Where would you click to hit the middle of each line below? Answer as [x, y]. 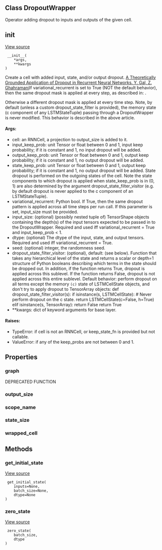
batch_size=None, [31, 491]
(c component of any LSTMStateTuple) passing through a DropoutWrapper [79, 112]
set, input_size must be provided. [45, 212]
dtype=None [25, 495]
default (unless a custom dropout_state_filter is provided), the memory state [81, 107]
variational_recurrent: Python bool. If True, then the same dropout [77, 201]
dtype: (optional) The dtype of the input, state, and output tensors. [78, 237]
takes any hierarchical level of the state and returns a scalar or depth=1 [83, 258]
